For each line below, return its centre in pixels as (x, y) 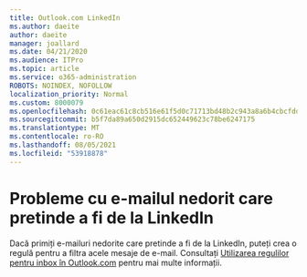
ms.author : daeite (44, 26)
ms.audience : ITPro (47, 60)
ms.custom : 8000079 (47, 103)
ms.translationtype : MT (55, 128)
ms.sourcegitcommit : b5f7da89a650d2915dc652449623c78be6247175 (132, 119)
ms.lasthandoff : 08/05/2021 (63, 145)
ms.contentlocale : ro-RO (57, 137)
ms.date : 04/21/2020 (49, 52)
